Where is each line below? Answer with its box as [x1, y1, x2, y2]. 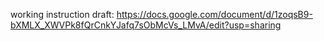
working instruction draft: [10, 9, 115, 20]
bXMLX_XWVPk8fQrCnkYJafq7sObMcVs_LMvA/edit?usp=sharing [10, 19, 282, 31]
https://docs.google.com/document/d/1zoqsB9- [116, 9, 313, 20]
